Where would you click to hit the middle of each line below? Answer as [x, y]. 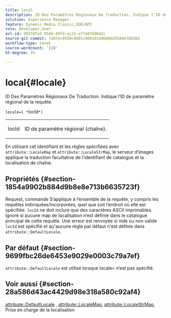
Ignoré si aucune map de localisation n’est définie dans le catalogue [76, 215]
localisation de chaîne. [29, 163]
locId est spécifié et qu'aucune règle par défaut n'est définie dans [75, 226]
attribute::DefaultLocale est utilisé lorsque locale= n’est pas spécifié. [80, 268]
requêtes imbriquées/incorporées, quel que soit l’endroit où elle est [76, 205]
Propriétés [22, 179]
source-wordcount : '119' [32, 48]
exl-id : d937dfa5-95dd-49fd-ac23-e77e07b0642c [55, 34]
